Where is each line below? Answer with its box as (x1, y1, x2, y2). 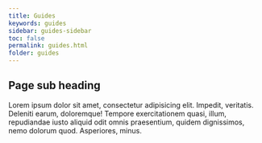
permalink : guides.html (8, 42, 89, 50)
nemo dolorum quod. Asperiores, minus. (8, 125, 143, 135)
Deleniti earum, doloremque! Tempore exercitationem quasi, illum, (8, 108, 227, 118)
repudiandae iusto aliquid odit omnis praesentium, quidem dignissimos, (8, 117, 245, 127)
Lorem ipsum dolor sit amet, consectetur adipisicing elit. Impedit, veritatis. (8, 100, 254, 109)
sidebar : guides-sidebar (8, 27, 92, 35)
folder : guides (8, 49, 60, 57)
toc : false (8, 34, 45, 43)
